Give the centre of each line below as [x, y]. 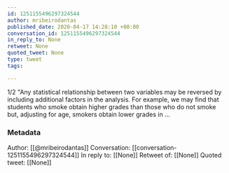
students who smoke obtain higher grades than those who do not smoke [112, 106]
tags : [15, 66]
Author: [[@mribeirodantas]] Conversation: [69, 147]
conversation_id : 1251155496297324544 [64, 33]
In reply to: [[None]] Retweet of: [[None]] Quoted [151, 155]
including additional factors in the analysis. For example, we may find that [113, 99]
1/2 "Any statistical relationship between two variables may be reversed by [114, 92]
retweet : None [28, 46]
